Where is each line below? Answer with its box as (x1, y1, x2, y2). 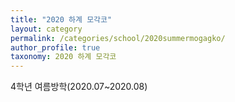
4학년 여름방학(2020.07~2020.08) (10, 81, 148, 93)
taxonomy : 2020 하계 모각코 (10, 52, 117, 62)
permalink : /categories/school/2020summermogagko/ (10, 33, 226, 43)
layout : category (10, 24, 83, 34)
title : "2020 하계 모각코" (10, 14, 113, 25)
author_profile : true (10, 42, 101, 53)
